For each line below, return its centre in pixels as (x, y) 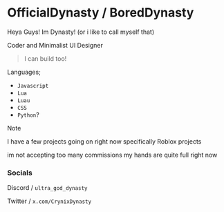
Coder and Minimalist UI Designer (55, 45)
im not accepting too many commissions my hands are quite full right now (112, 155)
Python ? (28, 115)
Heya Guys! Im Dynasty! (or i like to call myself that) (81, 32)
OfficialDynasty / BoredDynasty (101, 13)
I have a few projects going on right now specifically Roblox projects (104, 141)
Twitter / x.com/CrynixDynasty (49, 201)
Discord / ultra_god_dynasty (47, 188)
